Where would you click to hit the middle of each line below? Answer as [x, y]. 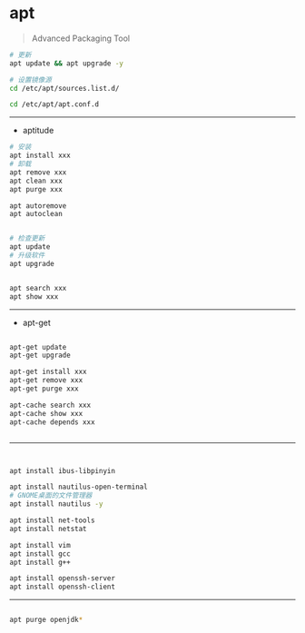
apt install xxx [40, 156]
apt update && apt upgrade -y [67, 63]
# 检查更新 [27, 239]
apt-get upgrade [40, 356]
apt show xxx [34, 297]
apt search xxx [38, 288]
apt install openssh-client [63, 587]
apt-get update [38, 347]
